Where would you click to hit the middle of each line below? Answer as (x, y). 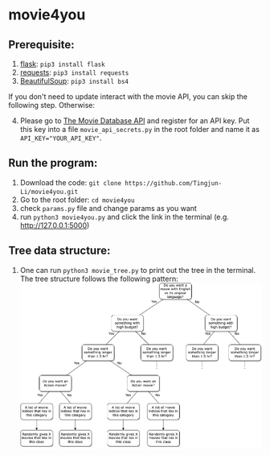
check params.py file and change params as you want (108, 208)
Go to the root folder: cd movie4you (77, 200)
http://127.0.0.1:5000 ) (55, 225)
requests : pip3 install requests (74, 72)
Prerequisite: (41, 45)
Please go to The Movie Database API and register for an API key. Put (135, 121)
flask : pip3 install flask (63, 64)
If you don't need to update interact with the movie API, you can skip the (128, 97)
